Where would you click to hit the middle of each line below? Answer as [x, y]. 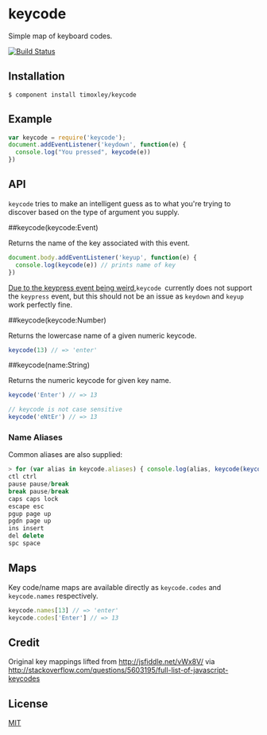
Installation [37, 76]
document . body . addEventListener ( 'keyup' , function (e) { [103, 257]
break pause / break [39, 491]
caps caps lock [33, 498]
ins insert [26, 529]
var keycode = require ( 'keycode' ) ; [67, 137]
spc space [25, 543]
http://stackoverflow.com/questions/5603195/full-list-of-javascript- [118, 670]
